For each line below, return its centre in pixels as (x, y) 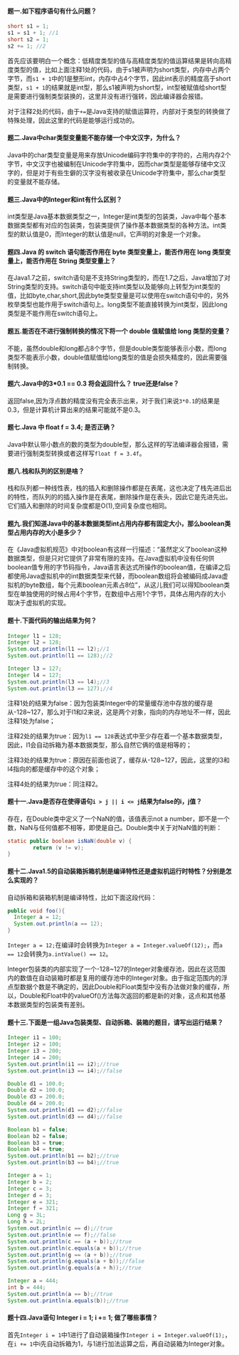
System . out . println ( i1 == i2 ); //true (63, 1064)
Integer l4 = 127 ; (34, 675)
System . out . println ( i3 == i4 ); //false (65, 1070)
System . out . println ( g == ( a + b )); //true (70, 1255)
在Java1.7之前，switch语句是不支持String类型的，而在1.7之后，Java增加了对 (119, 278)
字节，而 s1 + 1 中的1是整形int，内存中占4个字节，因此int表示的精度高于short (119, 78)
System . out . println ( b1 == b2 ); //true (63, 1156)
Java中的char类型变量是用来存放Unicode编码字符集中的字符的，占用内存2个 (119, 155)
